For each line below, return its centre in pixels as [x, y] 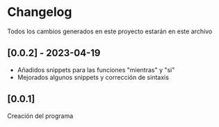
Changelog [40, 12]
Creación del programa [40, 116]
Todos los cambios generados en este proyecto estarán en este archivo [110, 31]
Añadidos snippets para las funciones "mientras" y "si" [96, 69]
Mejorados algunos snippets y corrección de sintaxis [93, 77]
